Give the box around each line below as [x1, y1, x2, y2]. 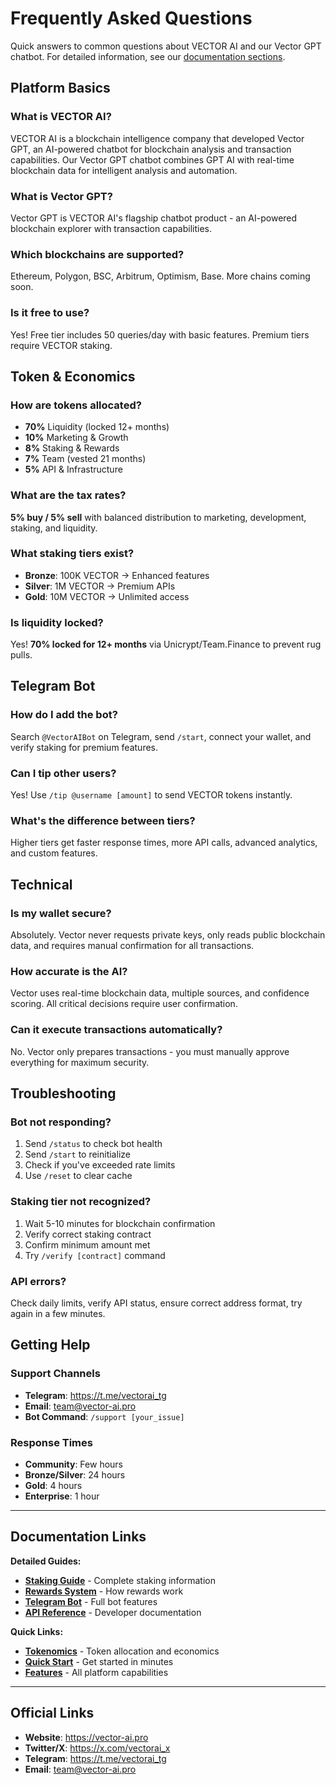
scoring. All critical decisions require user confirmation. [10, 998, 238, 1010]
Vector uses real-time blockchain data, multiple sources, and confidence [10, 987, 310, 999]
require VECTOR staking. [10, 339, 113, 351]
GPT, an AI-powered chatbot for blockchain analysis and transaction [10, 143, 292, 155]
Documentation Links [10, 1528, 147, 1546]
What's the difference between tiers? [10, 814, 196, 827]
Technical [10, 876, 73, 893]
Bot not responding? [10, 1115, 112, 1129]
